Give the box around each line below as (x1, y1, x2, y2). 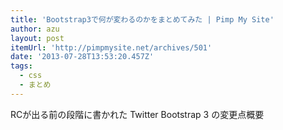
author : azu (10, 24, 60, 34)
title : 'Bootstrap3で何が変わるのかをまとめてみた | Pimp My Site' (10, 14, 275, 25)
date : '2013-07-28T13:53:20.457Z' (10, 52, 155, 62)
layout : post (10, 33, 65, 43)
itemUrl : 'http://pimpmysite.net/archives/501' (10, 42, 213, 53)
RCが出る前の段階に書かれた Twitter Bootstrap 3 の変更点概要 (10, 108, 265, 120)
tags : (10, 61, 33, 71)
